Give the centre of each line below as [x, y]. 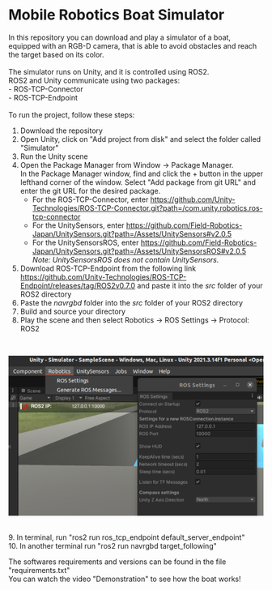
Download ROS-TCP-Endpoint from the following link [108, 268]
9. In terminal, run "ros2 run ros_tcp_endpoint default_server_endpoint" [127, 537]
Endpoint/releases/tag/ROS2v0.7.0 [78, 285]
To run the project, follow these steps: [72, 114]
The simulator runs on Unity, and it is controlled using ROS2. [109, 71]
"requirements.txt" [39, 570]
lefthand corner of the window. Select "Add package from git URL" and [138, 182]
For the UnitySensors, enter [78, 225]
